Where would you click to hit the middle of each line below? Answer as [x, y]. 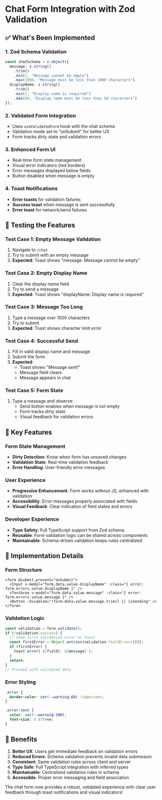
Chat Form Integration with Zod [70, 9]
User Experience [25, 480]
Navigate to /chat [30, 250]
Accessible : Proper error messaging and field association [70, 777]
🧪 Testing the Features [40, 225]
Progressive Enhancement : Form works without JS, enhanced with [80, 491]
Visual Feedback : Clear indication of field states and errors [72, 506]
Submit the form [28, 357]
